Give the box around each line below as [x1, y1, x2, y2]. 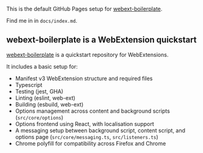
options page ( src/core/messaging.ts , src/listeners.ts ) [15, 133, 159, 140]
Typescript [15, 81, 43, 88]
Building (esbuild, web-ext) [15, 100, 84, 108]
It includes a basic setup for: [6, 62, 78, 70]
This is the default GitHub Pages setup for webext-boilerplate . [6, 6, 163, 12]
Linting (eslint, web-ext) [15, 94, 76, 102]
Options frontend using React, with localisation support [15, 120, 154, 127]
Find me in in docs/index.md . [6, 17, 78, 24]
